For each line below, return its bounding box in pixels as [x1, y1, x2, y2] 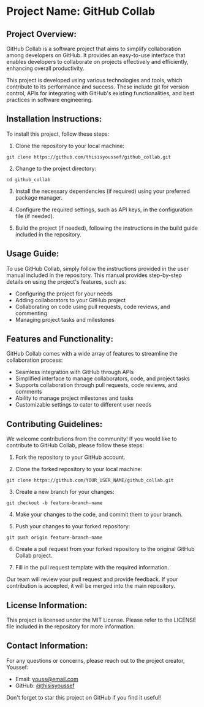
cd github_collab [6, 176, 51, 182]
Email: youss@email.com [15, 675, 78, 682]
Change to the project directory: [15, 165, 97, 172]
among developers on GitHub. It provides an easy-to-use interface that [6, 52, 186, 59]
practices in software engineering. [6, 96, 93, 103]
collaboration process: [6, 356, 63, 364]
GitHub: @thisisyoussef [15, 682, 75, 689]
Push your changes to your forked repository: [15, 523, 130, 530]
